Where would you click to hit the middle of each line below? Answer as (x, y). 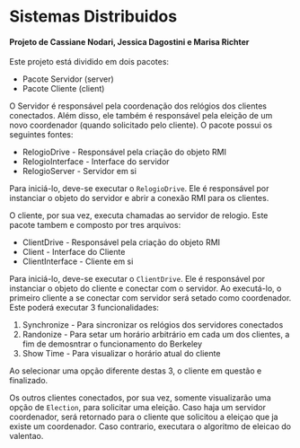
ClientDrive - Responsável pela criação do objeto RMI (121, 242)
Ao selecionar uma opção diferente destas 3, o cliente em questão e (136, 371)
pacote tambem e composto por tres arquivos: (95, 225)
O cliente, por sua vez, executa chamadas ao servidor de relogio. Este (139, 215)
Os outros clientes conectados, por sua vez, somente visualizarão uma (140, 398)
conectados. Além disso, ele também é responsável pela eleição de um (141, 116)
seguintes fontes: (41, 135)
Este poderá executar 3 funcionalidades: (84, 308)
